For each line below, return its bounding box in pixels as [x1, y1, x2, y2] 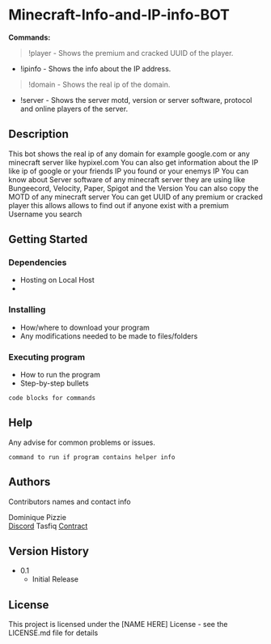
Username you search [8, 209, 83, 219]
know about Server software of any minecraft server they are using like [8, 174, 245, 184]
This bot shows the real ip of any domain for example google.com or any [8, 148, 251, 159]
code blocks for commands [8, 395, 95, 403]
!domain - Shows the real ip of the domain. [28, 79, 171, 89]
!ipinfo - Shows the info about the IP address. [19, 63, 171, 74]
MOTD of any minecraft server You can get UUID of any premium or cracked [8, 192, 263, 202]
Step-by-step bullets [19, 378, 89, 388]
